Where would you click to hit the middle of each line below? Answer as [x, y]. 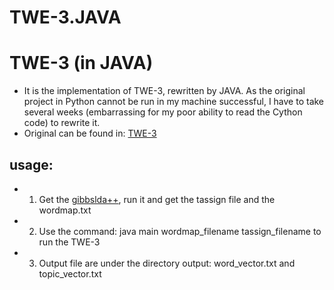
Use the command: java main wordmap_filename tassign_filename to [180, 231]
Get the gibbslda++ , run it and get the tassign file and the [157, 199]
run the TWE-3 [69, 242]
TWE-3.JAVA [65, 17]
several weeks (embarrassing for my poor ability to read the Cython [163, 112]
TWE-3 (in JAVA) [81, 63]
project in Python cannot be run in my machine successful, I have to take [174, 102]
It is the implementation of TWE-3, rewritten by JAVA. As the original [164, 91]
